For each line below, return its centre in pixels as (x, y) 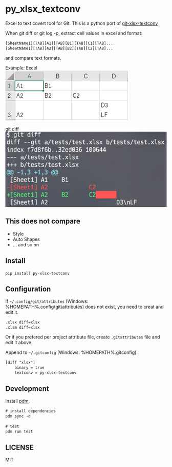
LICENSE (20, 447)
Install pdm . (18, 401)
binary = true (29, 368)
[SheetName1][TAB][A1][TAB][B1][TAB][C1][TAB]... (59, 43)
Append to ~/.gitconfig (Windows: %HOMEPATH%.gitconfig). (72, 352)
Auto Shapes (26, 239)
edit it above (18, 343)
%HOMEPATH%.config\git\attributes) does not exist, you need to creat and (84, 307)
